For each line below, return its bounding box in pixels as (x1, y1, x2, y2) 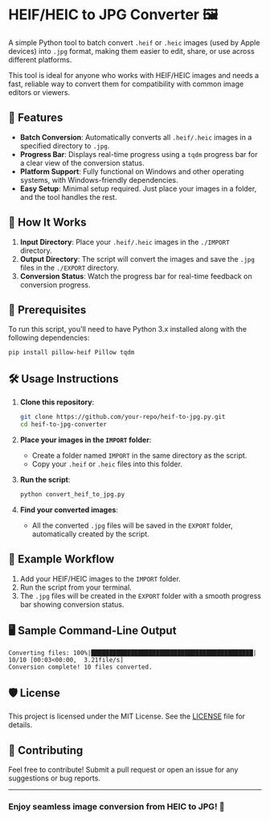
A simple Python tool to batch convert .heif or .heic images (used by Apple (8, 37, 260, 48)
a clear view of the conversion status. (19, 158, 145, 168)
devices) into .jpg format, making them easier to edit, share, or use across (8, 46, 255, 56)
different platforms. (8, 55, 72, 64)
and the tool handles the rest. (19, 192, 117, 201)
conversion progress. (19, 280, 91, 289)
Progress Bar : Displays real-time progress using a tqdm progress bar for (19, 149, 258, 159)
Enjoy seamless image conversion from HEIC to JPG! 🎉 (8, 801, 225, 812)
